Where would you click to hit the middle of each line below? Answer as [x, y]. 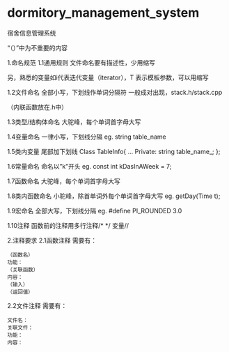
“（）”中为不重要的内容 [38, 47]
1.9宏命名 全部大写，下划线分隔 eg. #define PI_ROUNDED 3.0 [95, 211]
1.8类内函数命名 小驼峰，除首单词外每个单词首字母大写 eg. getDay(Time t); [114, 196]
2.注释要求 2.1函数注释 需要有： [52, 240]
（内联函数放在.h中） [38, 107]
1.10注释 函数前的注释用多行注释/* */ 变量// [68, 225]
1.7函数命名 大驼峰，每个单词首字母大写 [64, 181]
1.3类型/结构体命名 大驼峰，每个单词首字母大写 [74, 122]
